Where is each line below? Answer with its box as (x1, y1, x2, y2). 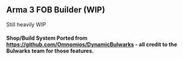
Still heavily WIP (6, 20, 47, 28)
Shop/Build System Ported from (6, 34, 88, 42)
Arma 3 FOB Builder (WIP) (6, 5, 106, 15)
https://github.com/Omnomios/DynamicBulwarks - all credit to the (6, 41, 178, 48)
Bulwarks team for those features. (6, 48, 94, 55)
